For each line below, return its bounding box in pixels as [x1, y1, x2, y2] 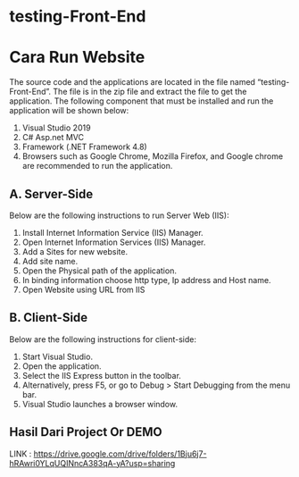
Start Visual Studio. [21, 351, 94, 362]
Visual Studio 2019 [21, 122, 91, 133]
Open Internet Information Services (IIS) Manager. [21, 237, 206, 247]
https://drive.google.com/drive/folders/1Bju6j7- [33, 448, 207, 459]
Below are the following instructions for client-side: [9, 333, 196, 345]
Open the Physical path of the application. [21, 265, 177, 276]
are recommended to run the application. [21, 161, 173, 172]
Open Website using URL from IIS [21, 284, 145, 295]
